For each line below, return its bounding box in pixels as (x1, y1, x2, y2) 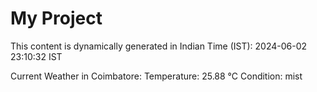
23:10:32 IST (10, 50, 63, 62)
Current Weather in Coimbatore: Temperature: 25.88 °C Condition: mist (10, 70, 303, 82)
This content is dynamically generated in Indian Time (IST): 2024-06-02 (10, 40, 308, 52)
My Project (10, 7, 103, 30)
